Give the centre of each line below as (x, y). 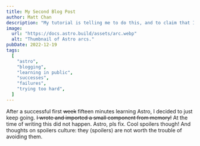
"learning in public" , (45, 72)
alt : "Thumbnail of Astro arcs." (53, 39)
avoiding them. (24, 137)
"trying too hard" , (41, 89)
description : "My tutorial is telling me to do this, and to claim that (98, 23)
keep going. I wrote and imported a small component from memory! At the (97, 118)
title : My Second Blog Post (41, 12)
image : (14, 28)
